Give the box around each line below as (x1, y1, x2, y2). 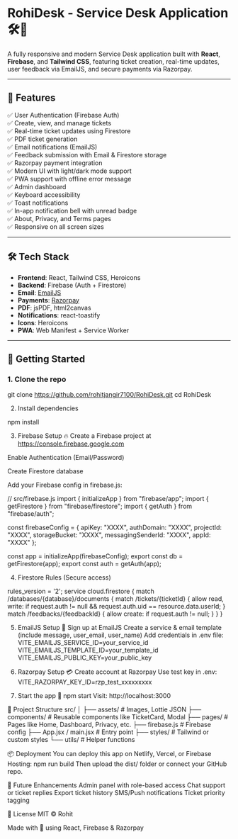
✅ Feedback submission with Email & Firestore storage (7, 150, 167, 159)
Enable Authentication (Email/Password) (7, 454, 125, 462)
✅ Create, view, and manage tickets (7, 118, 112, 127)
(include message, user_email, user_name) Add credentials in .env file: (17, 631, 224, 639)
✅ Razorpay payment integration (7, 158, 103, 167)
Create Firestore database (7, 467, 84, 475)
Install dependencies (17, 404, 79, 412)
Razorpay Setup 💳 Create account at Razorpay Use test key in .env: (17, 668, 217, 676)
